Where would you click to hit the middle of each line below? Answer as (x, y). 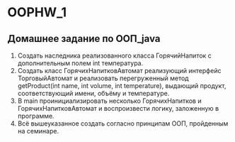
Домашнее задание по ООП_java (84, 39)
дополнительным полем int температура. (80, 63)
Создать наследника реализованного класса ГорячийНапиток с (115, 55)
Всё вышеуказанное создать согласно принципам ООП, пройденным (123, 124)
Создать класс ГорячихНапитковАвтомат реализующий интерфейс (119, 71)
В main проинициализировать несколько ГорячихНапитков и (109, 101)
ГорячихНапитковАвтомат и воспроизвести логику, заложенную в (118, 108)
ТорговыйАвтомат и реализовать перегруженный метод (103, 78)
